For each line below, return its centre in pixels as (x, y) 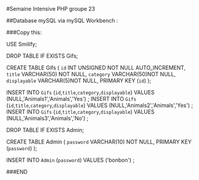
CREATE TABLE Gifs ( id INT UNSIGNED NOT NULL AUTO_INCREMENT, (96, 67)
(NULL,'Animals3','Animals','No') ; (48, 118)
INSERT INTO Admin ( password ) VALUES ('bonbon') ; (70, 160)
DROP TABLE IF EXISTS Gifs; (42, 56)
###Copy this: (24, 32)
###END (17, 172)
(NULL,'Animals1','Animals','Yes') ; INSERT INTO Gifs (71, 99)
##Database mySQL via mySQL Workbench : (62, 20)
